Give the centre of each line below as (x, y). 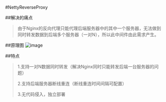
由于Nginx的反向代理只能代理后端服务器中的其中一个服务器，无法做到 (89, 28)
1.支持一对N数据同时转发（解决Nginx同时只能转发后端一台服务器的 (86, 67)
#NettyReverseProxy (26, 7)
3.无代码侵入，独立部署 (41, 94)
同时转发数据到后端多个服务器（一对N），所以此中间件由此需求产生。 (88, 34)
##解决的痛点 (19, 18)
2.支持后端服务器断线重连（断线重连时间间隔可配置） (72, 83)
